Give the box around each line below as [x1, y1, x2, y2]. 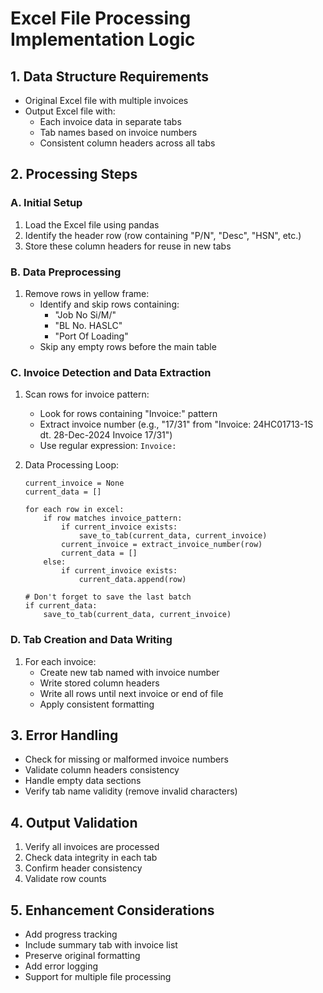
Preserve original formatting [24, 950, 141, 962]
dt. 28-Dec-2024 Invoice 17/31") [39, 429, 173, 441]
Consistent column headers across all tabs [39, 137, 216, 149]
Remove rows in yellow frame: [24, 287, 150, 299]
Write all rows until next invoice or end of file [39, 687, 224, 699]
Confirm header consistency [24, 862, 143, 874]
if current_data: [24, 601, 98, 611]
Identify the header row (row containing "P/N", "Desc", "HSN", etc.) [24, 229, 302, 241]
